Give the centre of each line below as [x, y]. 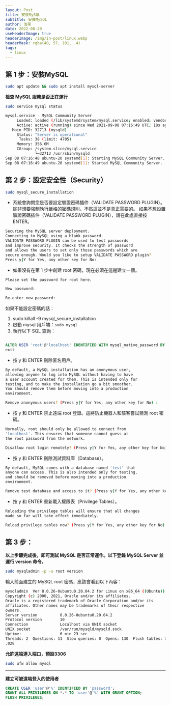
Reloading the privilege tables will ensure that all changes [73, 511]
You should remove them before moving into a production [67, 389]
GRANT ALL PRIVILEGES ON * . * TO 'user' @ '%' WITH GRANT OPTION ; [74, 693]
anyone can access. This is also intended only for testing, [72, 472]
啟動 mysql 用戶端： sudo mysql [45, 325]
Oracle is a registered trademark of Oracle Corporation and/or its [79, 601]
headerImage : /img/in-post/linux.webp [46, 39]
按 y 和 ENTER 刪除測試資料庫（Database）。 [59, 458]
